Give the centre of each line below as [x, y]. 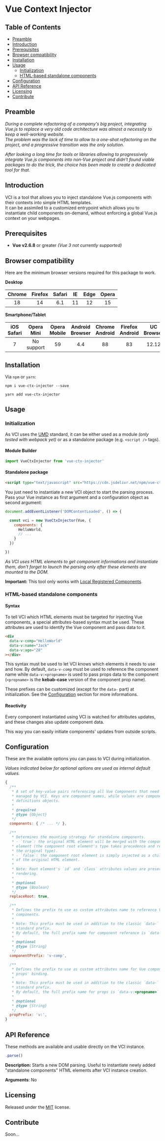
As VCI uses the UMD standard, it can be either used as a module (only [77, 434]
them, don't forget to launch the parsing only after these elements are [76, 567]
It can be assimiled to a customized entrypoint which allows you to [72, 208]
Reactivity [16, 706]
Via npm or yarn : [21, 377]
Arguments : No [21, 1080]
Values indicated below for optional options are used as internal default [78, 768]
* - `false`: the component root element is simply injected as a [81, 855]
